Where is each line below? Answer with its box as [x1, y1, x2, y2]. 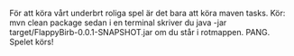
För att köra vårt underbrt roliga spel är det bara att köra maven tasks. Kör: [9, 8, 286, 18]
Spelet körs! [9, 36, 54, 47]
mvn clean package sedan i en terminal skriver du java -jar [9, 17, 227, 28]
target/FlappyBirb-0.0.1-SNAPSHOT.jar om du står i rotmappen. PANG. [9, 27, 271, 37]
